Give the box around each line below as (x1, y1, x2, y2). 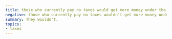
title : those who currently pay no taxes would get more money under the (5, 7, 166, 13)
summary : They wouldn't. (5, 17, 58, 22)
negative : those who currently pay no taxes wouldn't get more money (5, 12, 157, 17)
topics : (5, 21, 22, 27)
